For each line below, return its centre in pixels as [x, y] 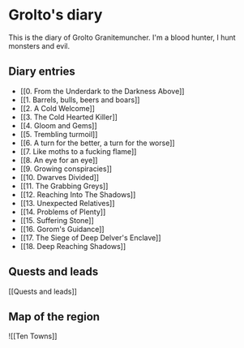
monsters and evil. [39, 45]
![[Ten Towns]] [33, 336]
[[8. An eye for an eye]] [59, 160]
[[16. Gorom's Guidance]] [62, 229]
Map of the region [54, 317]
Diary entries [42, 72]
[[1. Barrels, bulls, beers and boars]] [80, 100]
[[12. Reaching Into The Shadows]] [78, 194]
